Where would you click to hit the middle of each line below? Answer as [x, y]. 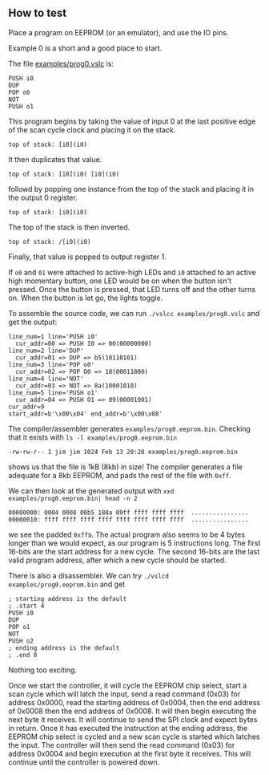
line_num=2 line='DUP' [46, 351]
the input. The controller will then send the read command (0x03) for [122, 745]
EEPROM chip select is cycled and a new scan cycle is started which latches [134, 736]
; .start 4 [26, 606]
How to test [37, 13]
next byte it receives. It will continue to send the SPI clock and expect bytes [133, 719]
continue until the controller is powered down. [84, 762]
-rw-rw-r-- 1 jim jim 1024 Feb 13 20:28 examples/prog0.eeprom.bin [123, 452]
